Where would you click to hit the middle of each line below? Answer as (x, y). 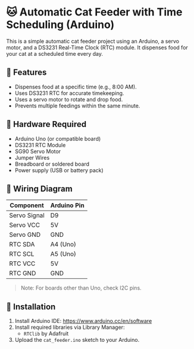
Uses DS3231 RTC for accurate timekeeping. (69, 93)
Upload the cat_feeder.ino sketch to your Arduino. (77, 340)
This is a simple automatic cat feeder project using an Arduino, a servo (93, 41)
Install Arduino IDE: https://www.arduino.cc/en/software (83, 321)
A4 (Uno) (63, 245)
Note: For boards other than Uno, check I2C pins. (81, 288)
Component (27, 205)
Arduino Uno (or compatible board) (58, 138)
